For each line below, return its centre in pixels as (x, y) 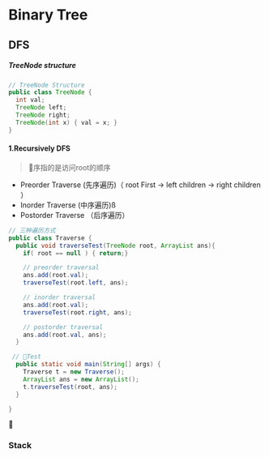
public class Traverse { (50, 238)
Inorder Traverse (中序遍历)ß (68, 205)
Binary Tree (48, 15)
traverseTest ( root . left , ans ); (76, 283)
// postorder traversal (63, 327)
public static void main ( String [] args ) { (88, 365)
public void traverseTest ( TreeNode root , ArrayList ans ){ (116, 246)
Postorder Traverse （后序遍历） (75, 215)
